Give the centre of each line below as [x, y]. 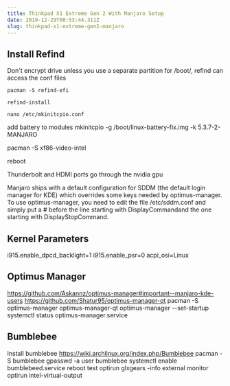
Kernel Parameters [48, 239]
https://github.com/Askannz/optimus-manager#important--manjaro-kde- [111, 293]
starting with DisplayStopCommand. [58, 217]
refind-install [29, 103]
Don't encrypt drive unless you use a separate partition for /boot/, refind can [115, 71]
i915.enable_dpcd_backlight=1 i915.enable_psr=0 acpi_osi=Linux [98, 255]
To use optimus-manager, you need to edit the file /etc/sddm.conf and [106, 203]
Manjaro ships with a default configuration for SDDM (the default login [106, 188]
